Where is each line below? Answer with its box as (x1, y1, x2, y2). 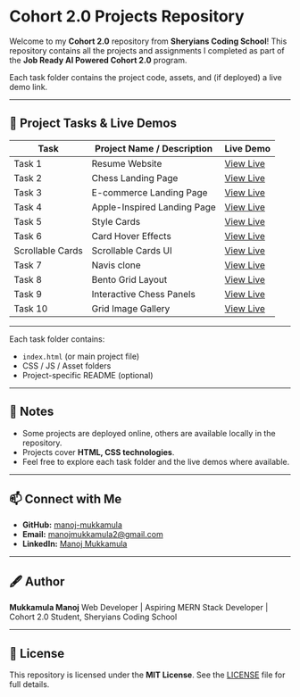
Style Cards (91, 215, 141, 228)
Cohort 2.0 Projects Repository (9, 6, 245, 27)
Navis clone (91, 259, 141, 271)
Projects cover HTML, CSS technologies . (21, 446, 175, 457)
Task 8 (13, 273, 43, 286)
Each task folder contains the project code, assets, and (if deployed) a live (9, 71, 283, 82)
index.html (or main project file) (21, 351, 140, 361)
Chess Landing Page (91, 171, 179, 184)
